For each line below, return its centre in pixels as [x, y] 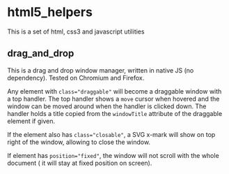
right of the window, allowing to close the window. [79, 142]
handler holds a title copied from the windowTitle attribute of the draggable [115, 113]
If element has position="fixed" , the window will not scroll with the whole [113, 155]
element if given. [31, 121]
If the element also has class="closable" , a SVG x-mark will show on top [111, 134]
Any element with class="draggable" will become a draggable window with [114, 91]
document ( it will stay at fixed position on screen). [80, 163]
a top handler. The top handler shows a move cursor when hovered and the [113, 99]
